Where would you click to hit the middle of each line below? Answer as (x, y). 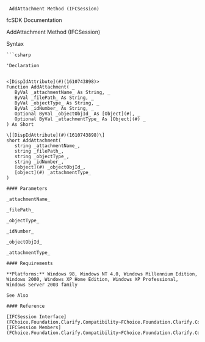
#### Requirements (30, 263)
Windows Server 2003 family (42, 285)
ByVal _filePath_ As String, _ (54, 98)
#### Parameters (27, 189)
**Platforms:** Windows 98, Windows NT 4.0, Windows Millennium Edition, (102, 274)
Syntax (15, 44)
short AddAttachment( (34, 140)
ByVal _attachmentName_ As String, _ (63, 92)
